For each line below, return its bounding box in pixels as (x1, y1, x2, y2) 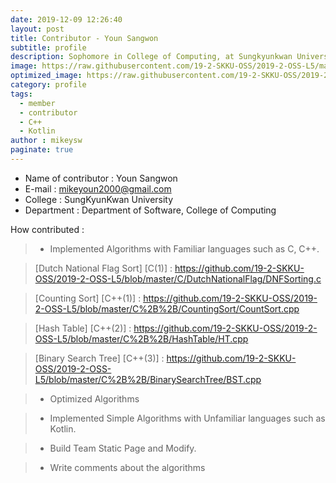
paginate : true (10, 145, 74, 155)
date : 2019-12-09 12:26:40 (10, 14, 123, 25)
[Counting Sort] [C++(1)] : (34, 292, 142, 304)
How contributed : (10, 223, 85, 235)
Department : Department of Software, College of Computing (24, 204, 277, 216)
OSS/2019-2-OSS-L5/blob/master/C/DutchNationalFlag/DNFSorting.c (34, 272, 322, 285)
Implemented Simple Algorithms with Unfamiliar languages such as (49, 412, 326, 424)
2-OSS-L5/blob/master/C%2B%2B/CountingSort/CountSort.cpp (34, 302, 300, 315)
